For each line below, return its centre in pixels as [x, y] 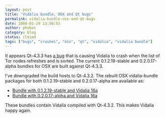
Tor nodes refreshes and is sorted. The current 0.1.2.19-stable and [72, 61]
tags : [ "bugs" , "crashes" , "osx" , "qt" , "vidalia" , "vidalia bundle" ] [79, 42]
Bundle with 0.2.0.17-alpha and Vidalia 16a [55, 95]
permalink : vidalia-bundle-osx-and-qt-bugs [50, 19]
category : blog [21, 32]
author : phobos [21, 28]
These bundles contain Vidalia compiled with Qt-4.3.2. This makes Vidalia [80, 105]
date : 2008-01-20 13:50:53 [33, 23]
